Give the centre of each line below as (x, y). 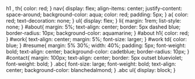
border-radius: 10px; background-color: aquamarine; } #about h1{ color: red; (98, 33)
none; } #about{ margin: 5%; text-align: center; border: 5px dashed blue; (93, 27)
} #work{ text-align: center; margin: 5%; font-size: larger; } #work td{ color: (96, 39)
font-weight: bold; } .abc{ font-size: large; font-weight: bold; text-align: (91, 64)
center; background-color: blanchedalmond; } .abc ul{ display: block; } (91, 70)
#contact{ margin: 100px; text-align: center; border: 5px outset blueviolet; (94, 58)
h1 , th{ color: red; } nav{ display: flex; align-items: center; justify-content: (94, 8)
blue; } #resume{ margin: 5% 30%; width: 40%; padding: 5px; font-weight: (96, 45)
